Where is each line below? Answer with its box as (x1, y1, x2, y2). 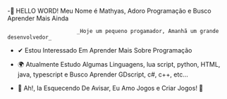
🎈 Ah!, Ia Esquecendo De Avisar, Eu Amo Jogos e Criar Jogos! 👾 (17, 84, 204, 92)
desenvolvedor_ (7, 34, 52, 41)
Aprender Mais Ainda (7, 14, 69, 22)
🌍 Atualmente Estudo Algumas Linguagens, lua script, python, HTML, (17, 60, 221, 68)
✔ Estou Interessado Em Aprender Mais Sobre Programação (17, 46, 192, 54)
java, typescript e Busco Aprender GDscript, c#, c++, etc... (17, 70, 188, 79)
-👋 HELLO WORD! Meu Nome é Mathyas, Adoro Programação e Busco (7, 7, 211, 15)
